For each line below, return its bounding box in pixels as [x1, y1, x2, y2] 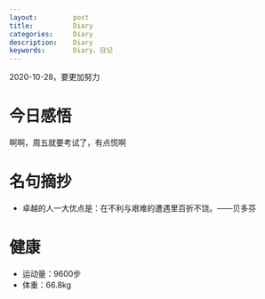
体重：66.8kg [21, 279, 72, 290]
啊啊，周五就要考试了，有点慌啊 [9, 137, 126, 148]
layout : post [9, 12, 90, 22]
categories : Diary [9, 29, 93, 38]
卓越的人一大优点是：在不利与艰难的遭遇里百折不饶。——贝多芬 [21, 203, 256, 214]
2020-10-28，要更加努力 [9, 72, 100, 83]
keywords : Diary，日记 [9, 46, 114, 55]
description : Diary [9, 37, 93, 47]
